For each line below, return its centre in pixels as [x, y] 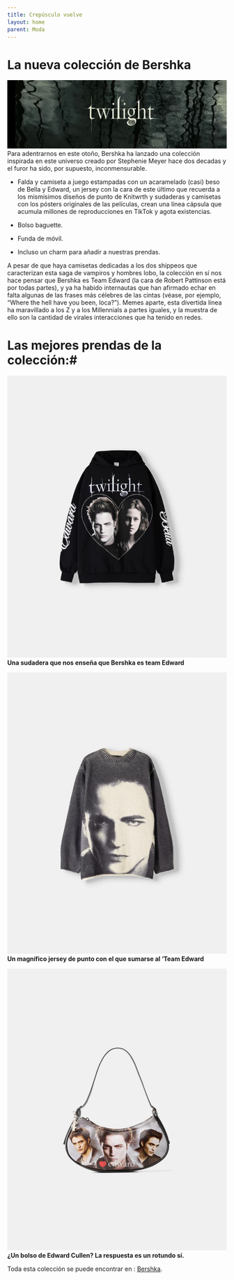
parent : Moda [26, 29]
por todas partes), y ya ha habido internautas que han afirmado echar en [111, 287]
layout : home [26, 22]
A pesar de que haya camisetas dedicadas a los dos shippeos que [102, 265]
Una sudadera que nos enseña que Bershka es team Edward [96, 663]
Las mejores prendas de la [85, 346]
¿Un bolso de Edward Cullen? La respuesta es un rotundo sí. [96, 1256]
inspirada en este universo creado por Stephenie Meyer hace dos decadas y [117, 161]
